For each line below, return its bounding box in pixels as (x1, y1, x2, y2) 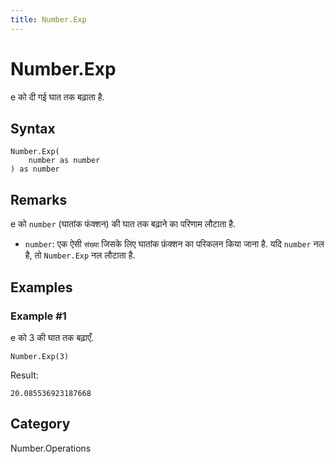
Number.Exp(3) (10, 351, 70, 361)
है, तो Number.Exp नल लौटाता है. (24, 249, 136, 261)
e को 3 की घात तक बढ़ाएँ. (10, 331, 95, 343)
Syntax (10, 120, 56, 137)
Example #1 (10, 309, 67, 323)
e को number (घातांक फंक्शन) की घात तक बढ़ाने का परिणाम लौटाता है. (10, 218, 237, 230)
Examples (10, 279, 73, 296)
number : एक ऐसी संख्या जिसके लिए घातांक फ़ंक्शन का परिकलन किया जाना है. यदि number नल (24, 238, 325, 250)
